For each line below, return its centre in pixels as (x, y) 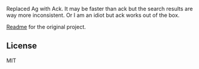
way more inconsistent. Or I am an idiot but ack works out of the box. (93, 15)
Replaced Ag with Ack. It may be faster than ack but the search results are (100, 9)
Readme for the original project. (46, 27)
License (22, 46)
